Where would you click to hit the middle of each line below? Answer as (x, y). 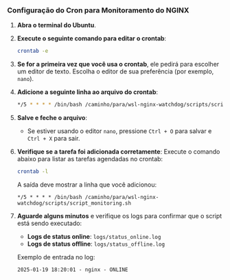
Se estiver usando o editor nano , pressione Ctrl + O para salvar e (119, 131)
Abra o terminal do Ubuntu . (56, 25)
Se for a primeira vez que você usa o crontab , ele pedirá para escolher (118, 65)
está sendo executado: (49, 223)
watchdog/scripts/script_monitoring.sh (74, 203)
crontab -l (33, 172)
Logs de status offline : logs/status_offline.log (96, 244)
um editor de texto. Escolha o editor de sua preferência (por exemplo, (115, 71)
